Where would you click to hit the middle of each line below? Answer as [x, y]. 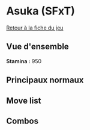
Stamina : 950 [24, 61]
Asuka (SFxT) [40, 11]
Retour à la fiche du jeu [35, 28]
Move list [24, 101]
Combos [22, 121]
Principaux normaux [45, 80]
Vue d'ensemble [37, 47]
